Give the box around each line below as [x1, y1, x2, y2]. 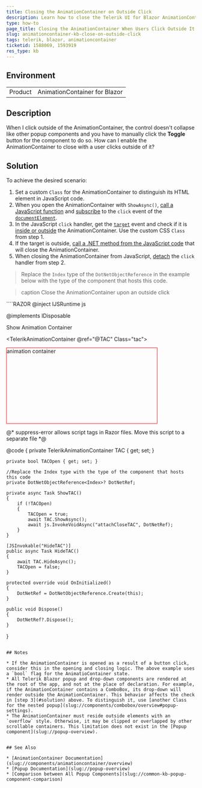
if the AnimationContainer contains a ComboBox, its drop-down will [6, 687, 182, 693]
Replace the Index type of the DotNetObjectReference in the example [20, 271, 190, 278]
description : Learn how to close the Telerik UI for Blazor [6, 14, 161, 21]
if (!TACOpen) [17, 501, 52, 507]
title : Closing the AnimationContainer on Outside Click [6, 8, 152, 15]
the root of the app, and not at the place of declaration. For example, [6, 681, 195, 688]
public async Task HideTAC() [6, 548, 79, 554]
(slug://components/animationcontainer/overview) [6, 761, 133, 767]
